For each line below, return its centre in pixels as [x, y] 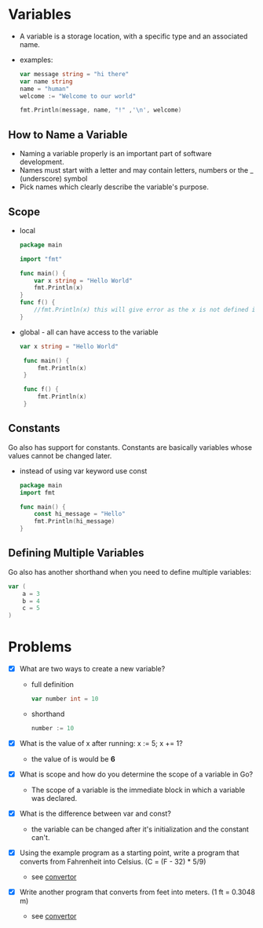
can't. [40, 838]
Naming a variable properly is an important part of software [115, 154]
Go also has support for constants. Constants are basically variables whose [130, 447]
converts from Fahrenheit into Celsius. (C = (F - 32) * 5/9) [113, 862]
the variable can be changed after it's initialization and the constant [140, 829]
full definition [53, 685]
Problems [40, 647]
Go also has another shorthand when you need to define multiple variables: [130, 572]
